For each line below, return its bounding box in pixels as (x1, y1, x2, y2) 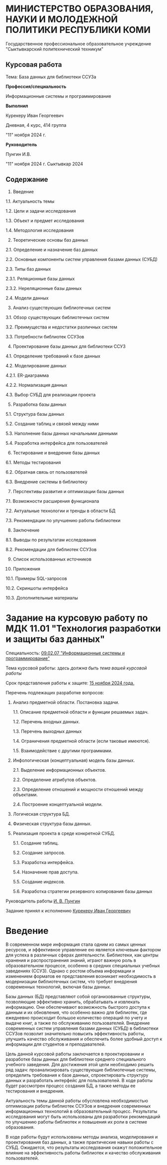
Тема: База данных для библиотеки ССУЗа (5, 73, 96, 80)
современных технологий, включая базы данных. (5, 984, 111, 990)
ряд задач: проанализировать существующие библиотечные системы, (5, 1067, 157, 1073)
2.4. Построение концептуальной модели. (12, 801, 103, 807)
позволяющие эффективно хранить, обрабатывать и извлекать (5, 999, 140, 1005)
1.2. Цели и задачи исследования (5, 208, 76, 214)
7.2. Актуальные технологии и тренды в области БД (5, 508, 116, 514)
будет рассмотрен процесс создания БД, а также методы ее (5, 1083, 136, 1089)
